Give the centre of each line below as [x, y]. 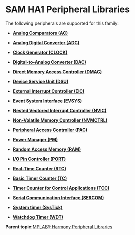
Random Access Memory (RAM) [47, 149]
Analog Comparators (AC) [40, 33]
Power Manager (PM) [35, 139]
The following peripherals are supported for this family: [62, 23]
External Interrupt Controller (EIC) [48, 91]
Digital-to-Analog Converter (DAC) [49, 62]
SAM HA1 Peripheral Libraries [68, 9]
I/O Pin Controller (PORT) [39, 159]
